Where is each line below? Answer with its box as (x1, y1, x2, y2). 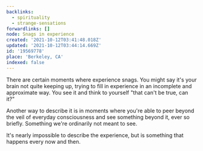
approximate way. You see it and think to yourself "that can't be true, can (6, 89, 188, 96)
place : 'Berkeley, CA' (6, 54, 64, 60)
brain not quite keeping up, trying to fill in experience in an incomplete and (6, 82, 192, 89)
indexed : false (6, 59, 45, 65)
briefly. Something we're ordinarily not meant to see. (6, 120, 138, 127)
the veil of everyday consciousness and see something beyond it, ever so (6, 113, 190, 121)
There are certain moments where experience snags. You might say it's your (6, 76, 197, 83)
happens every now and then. (6, 138, 81, 145)
